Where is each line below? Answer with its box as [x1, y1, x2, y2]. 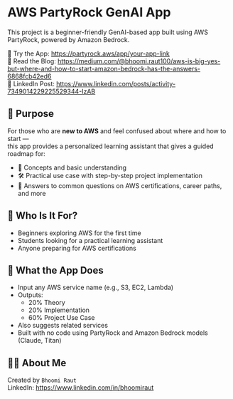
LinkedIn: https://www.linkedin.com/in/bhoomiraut [7, 383, 154, 392]
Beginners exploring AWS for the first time [17, 229, 141, 237]
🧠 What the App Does [7, 264, 104, 276]
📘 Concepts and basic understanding [17, 163, 126, 172]
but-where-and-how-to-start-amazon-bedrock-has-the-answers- [7, 64, 201, 73]
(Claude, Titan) [17, 336, 62, 345]
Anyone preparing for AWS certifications [17, 244, 136, 252]
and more [17, 189, 46, 197]
